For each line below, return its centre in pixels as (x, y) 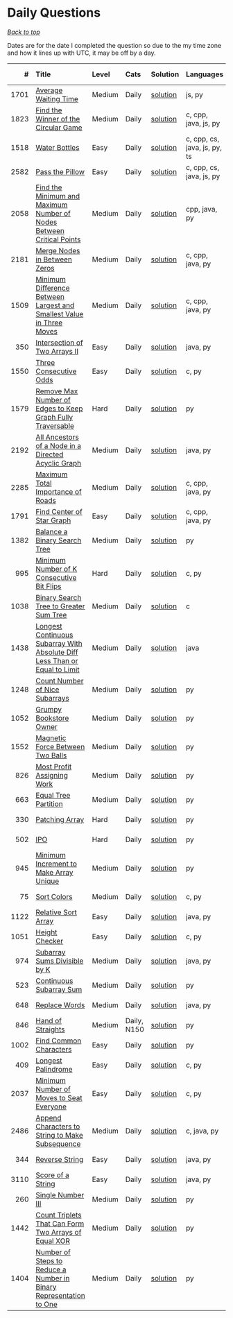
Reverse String (60, 1159)
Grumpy (49, 709)
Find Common (59, 1041)
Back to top (24, 32)
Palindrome (54, 1069)
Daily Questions (54, 13)
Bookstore (52, 718)
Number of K (57, 569)
